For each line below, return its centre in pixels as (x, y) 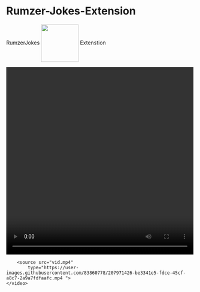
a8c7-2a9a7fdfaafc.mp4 (34, 278)
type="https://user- (53, 267)
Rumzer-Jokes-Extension (71, 11)
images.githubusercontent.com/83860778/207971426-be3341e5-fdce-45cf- (96, 273)
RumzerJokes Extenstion (56, 43)
